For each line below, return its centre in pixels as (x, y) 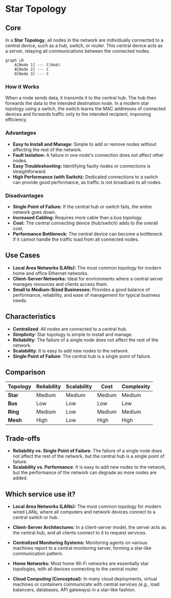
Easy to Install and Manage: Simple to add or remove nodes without (84, 144)
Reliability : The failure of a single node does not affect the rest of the (86, 340)
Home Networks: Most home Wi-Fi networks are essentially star (81, 563)
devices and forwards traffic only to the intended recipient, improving (78, 114)
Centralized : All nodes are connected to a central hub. (70, 329)
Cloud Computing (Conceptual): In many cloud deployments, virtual (85, 579)
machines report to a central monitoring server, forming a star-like (82, 548)
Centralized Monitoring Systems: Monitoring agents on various (80, 542)
